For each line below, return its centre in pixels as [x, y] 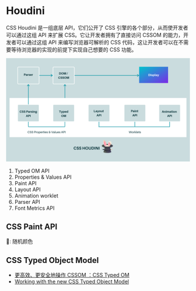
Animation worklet [36, 196]
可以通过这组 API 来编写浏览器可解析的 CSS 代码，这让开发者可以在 [97, 42]
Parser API [27, 202]
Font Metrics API [34, 208]
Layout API [27, 190]
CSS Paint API [32, 226]
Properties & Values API [43, 177]
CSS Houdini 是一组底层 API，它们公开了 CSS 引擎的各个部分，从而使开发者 [97, 27]
